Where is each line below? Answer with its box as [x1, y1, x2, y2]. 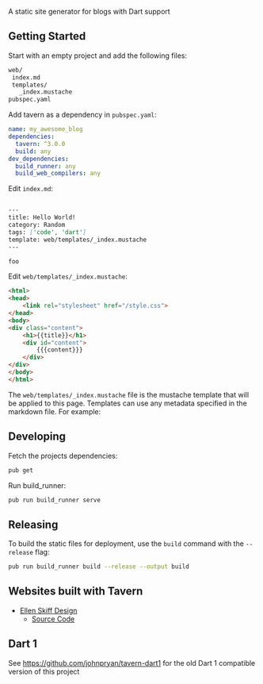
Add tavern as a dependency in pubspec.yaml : [8, 110, 157, 120]
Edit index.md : [8, 184, 54, 194]
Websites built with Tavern [8, 585, 143, 598]
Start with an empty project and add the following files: [8, 51, 188, 60]
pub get [8, 466, 34, 475]
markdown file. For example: [8, 406, 101, 416]
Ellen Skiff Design [19, 605, 78, 615]
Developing [8, 430, 66, 444]
